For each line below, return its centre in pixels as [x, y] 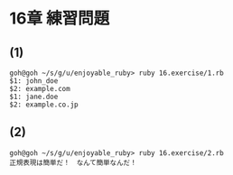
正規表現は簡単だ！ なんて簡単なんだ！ [73, 162]
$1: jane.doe [34, 97]
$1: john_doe [34, 81]
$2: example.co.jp [44, 105]
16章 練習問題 [60, 18]
